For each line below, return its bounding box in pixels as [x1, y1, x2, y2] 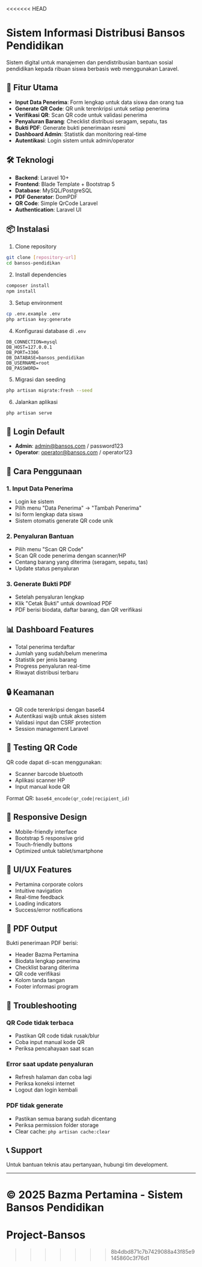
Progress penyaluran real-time [14, 662, 91, 670]
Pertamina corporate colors [14, 881, 83, 888]
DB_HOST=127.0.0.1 [6, 344, 52, 350]
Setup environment [14, 299, 63, 306]
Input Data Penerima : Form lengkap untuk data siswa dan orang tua [14, 99, 184, 106]
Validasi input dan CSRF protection [14, 719, 101, 726]
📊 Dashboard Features [6, 624, 94, 635]
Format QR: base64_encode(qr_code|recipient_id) [6, 795, 130, 802]
